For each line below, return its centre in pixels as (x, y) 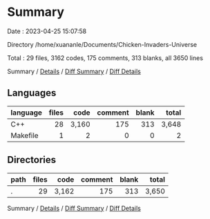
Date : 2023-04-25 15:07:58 (47, 31)
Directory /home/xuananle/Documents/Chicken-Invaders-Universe (102, 44)
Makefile (25, 135)
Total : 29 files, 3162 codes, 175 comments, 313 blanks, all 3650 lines (105, 58)
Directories (32, 160)
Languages (32, 93)
